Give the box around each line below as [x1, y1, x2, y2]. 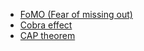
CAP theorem [19, 30, 76, 41]
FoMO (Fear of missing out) [19, 9, 133, 20]
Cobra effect [19, 19, 73, 31]
